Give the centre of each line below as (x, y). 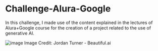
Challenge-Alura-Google (58, 9)
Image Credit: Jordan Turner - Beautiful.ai (68, 42)
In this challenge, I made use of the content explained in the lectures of (79, 22)
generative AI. (20, 33)
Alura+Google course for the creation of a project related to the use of (78, 27)
